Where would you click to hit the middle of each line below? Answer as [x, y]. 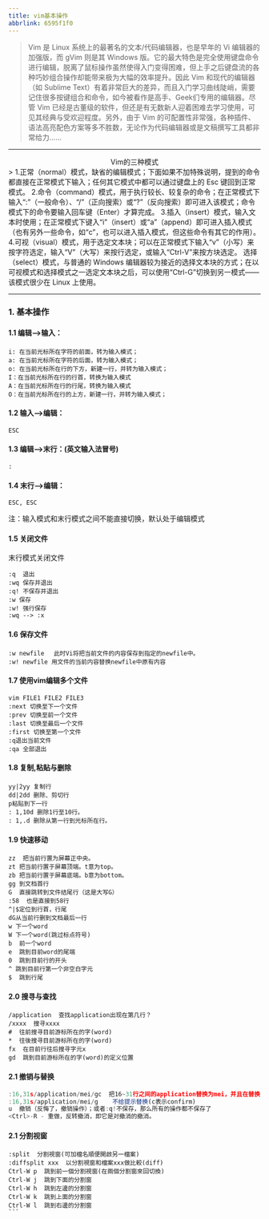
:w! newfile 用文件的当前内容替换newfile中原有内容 [87, 662]
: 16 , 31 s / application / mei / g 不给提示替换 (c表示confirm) [102, 1102]
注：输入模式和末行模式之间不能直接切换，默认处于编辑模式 [106, 519]
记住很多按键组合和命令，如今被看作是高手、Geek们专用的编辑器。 [139, 97]
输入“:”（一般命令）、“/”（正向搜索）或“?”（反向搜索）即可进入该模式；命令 [132, 202]
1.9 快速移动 [28, 839]
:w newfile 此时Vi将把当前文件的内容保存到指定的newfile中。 [104, 653]
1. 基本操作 [29, 312]
